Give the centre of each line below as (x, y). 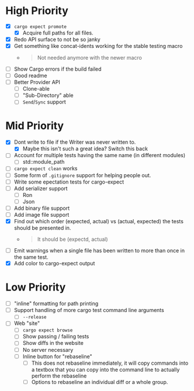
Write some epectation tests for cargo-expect (69, 182)
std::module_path (44, 162)
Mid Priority (35, 126)
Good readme (30, 75)
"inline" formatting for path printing (56, 304)
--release (35, 317)
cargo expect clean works (46, 168)
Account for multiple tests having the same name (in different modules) (100, 155)
